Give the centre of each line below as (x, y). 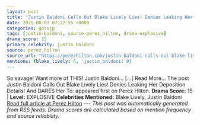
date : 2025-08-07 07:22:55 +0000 (48, 23)
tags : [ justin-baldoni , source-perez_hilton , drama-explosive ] (87, 34)
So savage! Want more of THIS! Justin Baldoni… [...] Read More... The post (98, 78)
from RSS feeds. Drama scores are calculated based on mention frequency (99, 110)
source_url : (21, 56)
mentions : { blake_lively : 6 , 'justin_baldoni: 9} (69, 61)
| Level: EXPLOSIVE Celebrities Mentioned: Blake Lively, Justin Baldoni (94, 97)
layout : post (23, 12)
